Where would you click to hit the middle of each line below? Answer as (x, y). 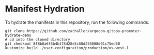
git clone (15, 31)
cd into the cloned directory (40, 40)
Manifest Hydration (45, 9)
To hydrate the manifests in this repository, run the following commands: (77, 22)
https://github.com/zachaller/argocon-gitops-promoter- (84, 31)
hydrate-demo (18, 35)
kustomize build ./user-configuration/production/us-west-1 (67, 48)
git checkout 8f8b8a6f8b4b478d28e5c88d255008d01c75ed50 (62, 44)
